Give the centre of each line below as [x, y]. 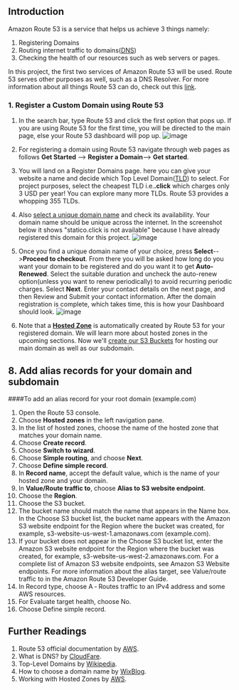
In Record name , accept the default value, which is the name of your [119, 473]
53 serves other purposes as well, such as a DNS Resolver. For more [108, 79]
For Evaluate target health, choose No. [75, 601]
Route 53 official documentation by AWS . [79, 648]
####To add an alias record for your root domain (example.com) [102, 398]
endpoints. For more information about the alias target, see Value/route [122, 571]
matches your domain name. [60, 435]
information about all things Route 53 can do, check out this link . [102, 86]
